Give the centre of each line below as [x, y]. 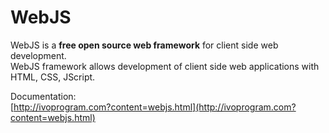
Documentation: [43, 96]
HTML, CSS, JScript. [53, 77]
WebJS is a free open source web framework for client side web [144, 45]
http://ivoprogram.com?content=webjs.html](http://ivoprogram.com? [155, 107]
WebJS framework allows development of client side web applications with [165, 66]
